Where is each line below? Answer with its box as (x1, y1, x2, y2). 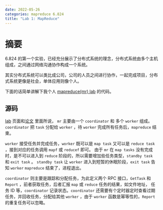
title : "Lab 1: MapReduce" (5, 16, 60, 21)
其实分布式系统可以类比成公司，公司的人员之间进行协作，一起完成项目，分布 (5, 72, 158, 78)
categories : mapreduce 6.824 (5, 12, 64, 17)
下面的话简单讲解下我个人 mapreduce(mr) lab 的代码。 (5, 89, 114, 95)
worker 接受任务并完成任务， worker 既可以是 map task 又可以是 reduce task (5, 141, 155, 147)
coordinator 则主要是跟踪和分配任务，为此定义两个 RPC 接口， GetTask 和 (5, 175, 151, 181)
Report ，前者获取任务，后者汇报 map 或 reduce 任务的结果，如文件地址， (5, 181, 150, 188)
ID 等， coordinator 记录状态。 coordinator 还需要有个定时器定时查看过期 (10, 188, 156, 193)
